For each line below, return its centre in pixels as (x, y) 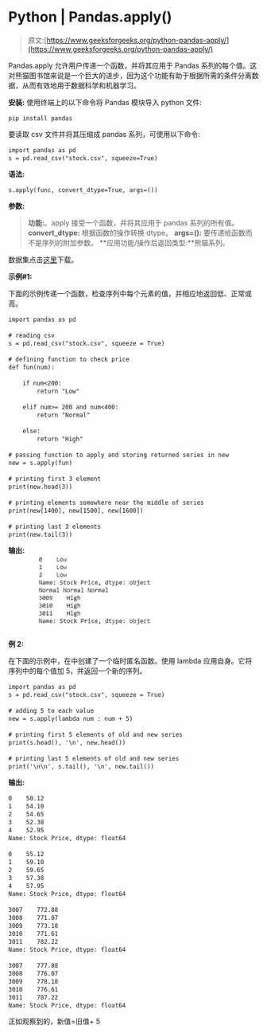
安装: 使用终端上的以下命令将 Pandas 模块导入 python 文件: (105, 102)
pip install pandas (41, 118)
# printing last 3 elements (55, 526)
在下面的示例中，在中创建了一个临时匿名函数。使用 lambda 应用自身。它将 (130, 661)
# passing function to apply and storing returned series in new (118, 455)
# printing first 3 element (55, 479)
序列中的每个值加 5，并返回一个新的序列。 (77, 671)
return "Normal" (64, 415)
